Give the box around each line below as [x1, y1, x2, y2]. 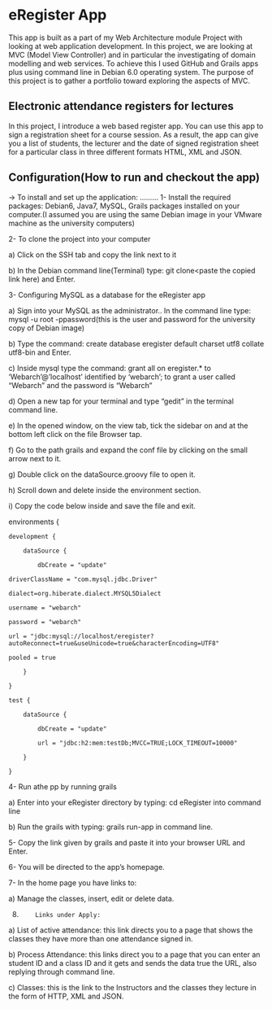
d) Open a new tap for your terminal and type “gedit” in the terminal [8, 396, 234, 406]
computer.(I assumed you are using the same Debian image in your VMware [8, 209, 262, 219]
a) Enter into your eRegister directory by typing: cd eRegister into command [8, 797, 261, 807]
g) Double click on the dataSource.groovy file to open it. [8, 470, 196, 479]
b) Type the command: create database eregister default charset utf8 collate [8, 339, 265, 348]
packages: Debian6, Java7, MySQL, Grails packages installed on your [8, 201, 240, 211]
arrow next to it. [8, 453, 62, 463]
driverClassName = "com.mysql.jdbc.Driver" [8, 575, 158, 583]
